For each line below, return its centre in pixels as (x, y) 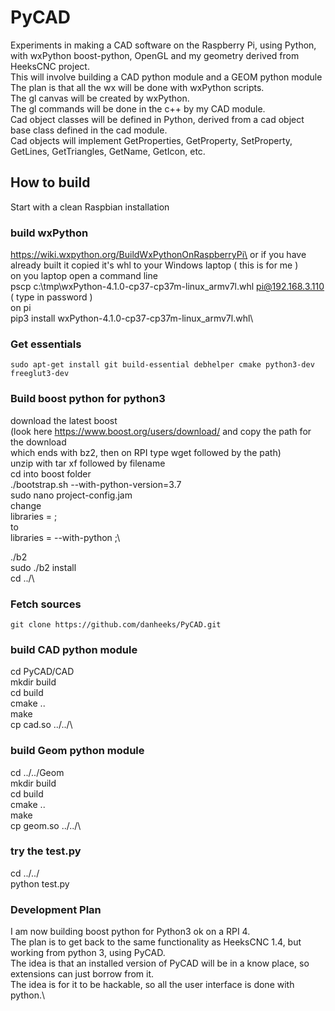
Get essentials (46, 344)
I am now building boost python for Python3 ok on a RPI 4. (130, 932)
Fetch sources (46, 604)
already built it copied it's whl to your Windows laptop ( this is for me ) (154, 265)
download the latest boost (64, 420)
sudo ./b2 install (43, 567)
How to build (50, 182)
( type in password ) (51, 297)
